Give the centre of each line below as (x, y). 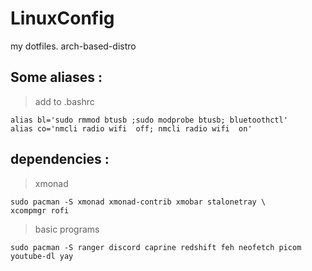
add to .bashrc (64, 101)
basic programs (67, 229)
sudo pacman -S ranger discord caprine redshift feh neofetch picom (156, 247)
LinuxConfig (62, 18)
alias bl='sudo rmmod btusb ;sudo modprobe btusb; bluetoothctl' (149, 120)
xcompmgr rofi (40, 210)
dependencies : (60, 159)
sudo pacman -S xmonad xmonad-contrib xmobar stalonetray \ (138, 202)
